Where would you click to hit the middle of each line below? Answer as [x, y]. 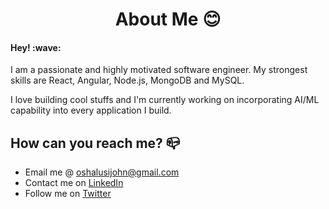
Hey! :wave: [36, 47]
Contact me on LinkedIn [74, 183]
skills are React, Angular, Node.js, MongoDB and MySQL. [127, 80]
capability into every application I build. [91, 110]
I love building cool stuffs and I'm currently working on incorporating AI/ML [165, 100]
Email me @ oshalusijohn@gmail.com [102, 172]
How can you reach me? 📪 [95, 143]
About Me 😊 [168, 19]
